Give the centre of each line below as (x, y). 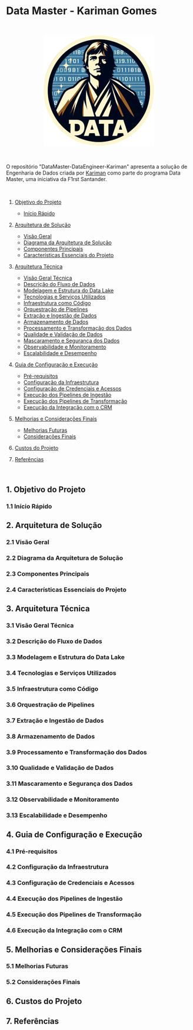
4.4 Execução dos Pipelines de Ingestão (64, 899)
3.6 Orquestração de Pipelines (51, 704)
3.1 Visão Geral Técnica (40, 625)
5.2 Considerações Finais (43, 982)
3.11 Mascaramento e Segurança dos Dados (69, 784)
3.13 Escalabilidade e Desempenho (57, 815)
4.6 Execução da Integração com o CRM (64, 930)
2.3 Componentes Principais (48, 573)
